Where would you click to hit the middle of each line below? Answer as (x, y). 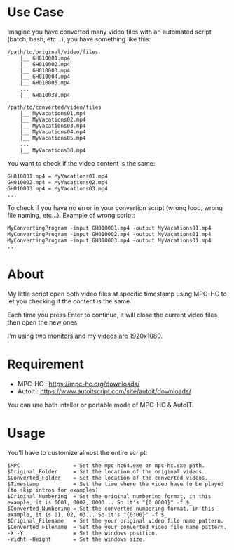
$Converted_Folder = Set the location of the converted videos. (108, 478)
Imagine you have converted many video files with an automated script (109, 32)
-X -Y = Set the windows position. (83, 533)
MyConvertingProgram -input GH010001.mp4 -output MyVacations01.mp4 (109, 228)
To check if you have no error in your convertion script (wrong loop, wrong (115, 207)
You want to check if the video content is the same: (81, 163)
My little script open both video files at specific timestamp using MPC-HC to (117, 294)
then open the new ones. (43, 322)
